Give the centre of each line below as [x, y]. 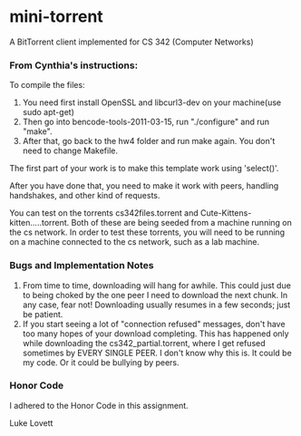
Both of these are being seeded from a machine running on [182, 223]
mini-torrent [57, 17]
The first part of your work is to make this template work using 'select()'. [144, 169]
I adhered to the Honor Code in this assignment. [99, 405]
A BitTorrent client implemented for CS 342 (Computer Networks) [131, 42]
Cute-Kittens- [226, 213]
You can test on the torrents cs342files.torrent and [104, 213]
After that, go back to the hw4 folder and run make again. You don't [149, 141]
